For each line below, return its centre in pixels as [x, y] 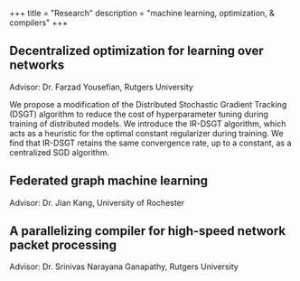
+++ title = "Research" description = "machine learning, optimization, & [142, 13]
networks [37, 66]
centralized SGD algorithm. [60, 152]
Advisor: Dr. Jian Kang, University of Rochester [97, 202]
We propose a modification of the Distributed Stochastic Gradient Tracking [148, 104]
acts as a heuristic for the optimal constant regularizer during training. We [146, 133]
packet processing [63, 245]
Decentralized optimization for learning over [136, 51]
